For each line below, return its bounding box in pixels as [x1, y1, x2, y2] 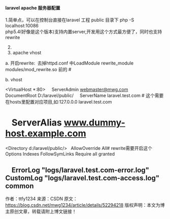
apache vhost [12, 50, 42, 56]
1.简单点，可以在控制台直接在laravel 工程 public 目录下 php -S [5, 17, 134, 23]
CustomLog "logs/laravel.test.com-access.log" [5, 173, 160, 182]
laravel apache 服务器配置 [5, 5, 60, 11]
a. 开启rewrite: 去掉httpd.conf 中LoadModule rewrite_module [5, 60, 133, 66]
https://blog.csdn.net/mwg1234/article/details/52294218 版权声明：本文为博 [5, 202, 165, 208]
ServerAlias [11, 117, 62, 129]
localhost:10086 [5, 23, 39, 29]
